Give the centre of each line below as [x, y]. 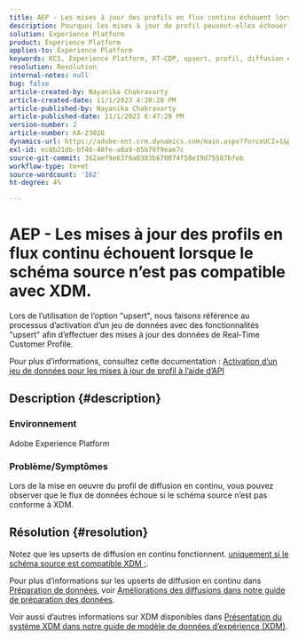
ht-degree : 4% [35, 183]
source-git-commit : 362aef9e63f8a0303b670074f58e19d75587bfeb [126, 158]
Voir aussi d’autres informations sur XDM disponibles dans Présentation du [145, 616]
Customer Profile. [41, 344]
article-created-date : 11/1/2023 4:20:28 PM [93, 100]
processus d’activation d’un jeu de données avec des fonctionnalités [134, 325]
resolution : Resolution [53, 68]
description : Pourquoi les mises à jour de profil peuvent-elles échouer [149, 26]
